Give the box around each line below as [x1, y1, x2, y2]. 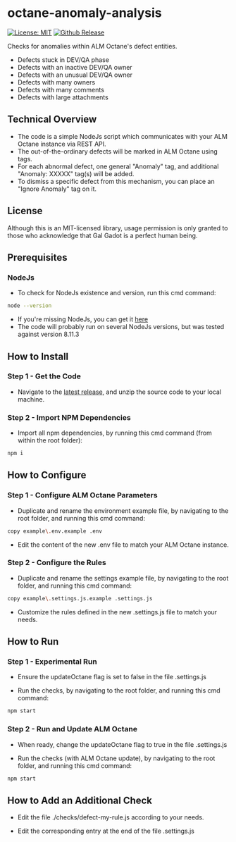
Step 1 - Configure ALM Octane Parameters [7, 490, 158, 500]
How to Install [7, 350, 69, 362]
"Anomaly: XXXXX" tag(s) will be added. [17, 169, 135, 178]
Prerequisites [7, 252, 68, 264]
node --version [7, 302, 52, 309]
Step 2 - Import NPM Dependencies [7, 412, 132, 422]
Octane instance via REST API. [17, 140, 107, 148]
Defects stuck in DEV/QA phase [17, 55, 109, 64]
